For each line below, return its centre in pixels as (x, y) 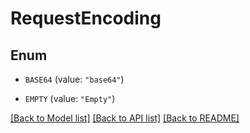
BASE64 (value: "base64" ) (74, 79)
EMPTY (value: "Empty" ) (70, 98)
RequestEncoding (86, 18)
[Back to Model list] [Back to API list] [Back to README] (125, 118)
